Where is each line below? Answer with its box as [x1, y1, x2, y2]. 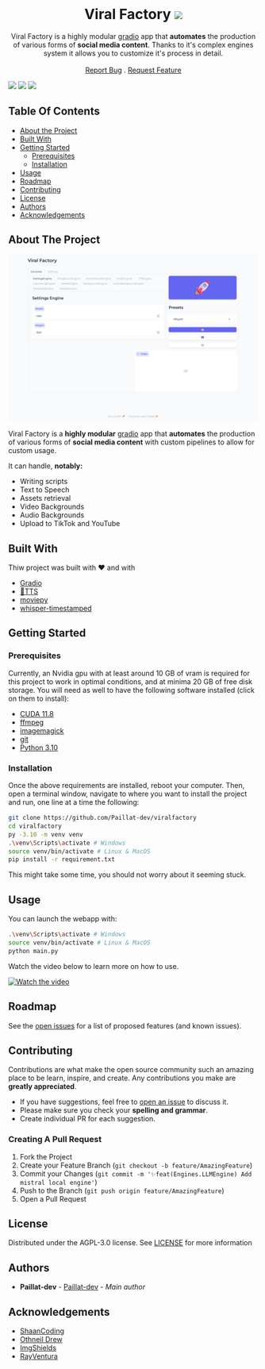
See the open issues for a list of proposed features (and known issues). [8, 1021, 242, 1030]
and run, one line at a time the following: [8, 798, 140, 807]
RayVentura [19, 1352, 58, 1361]
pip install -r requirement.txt [8, 856, 115, 863]
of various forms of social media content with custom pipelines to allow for [8, 437, 255, 447]
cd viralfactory [8, 822, 62, 830]
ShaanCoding [19, 1326, 65, 1336]
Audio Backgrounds [19, 510, 85, 520]
